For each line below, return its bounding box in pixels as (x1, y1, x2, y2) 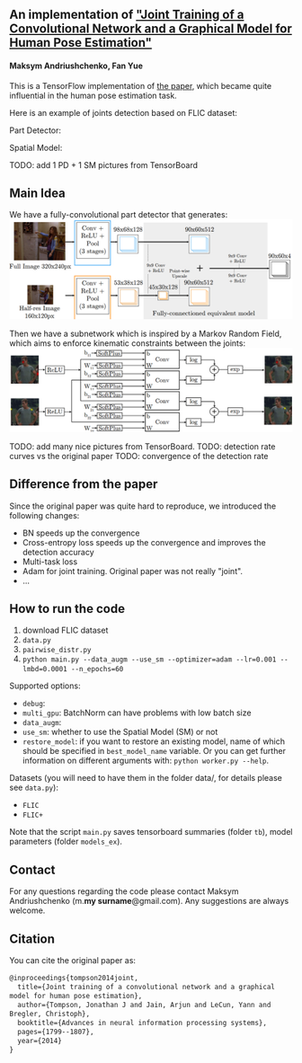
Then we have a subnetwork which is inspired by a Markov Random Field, (9, 328, 282, 339)
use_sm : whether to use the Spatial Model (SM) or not (22, 727, 218, 738)
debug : (22, 698, 46, 709)
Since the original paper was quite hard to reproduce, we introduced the (9, 500, 277, 511)
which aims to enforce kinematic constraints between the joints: (9, 337, 245, 349)
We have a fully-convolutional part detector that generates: (9, 209, 228, 220)
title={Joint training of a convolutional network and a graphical (17, 982, 276, 991)
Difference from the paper (9, 476, 158, 492)
